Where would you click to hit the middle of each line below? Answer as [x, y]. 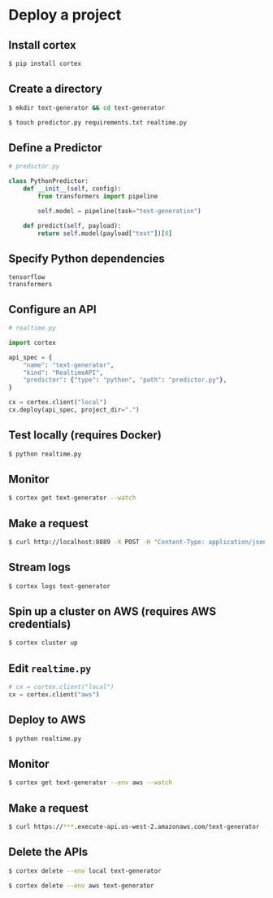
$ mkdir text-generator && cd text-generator [87, 107]
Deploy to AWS [47, 720]
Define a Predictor [55, 148]
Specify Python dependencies [87, 258]
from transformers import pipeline [98, 196]
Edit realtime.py [50, 668]
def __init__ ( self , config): [72, 189]
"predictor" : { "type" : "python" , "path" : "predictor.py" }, [125, 380]
